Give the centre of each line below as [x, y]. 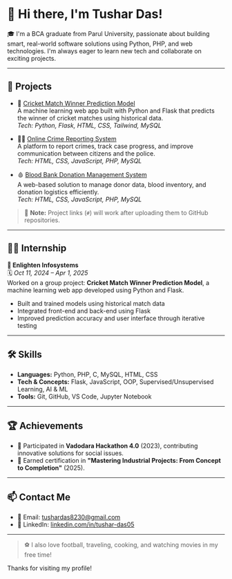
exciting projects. [32, 58]
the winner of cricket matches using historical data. [90, 118]
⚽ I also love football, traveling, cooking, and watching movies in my [121, 545]
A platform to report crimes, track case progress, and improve [105, 146]
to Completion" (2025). [51, 468]
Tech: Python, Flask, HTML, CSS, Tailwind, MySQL [89, 125]
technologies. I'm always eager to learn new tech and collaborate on [105, 50]
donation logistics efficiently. [58, 192]
